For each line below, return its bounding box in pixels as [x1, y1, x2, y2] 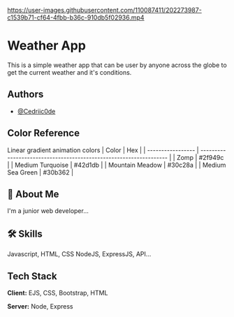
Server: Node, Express [7, 302, 73, 310]
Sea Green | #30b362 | [7, 168, 74, 177]
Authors [7, 89, 44, 101]
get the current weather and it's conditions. [7, 68, 132, 76]
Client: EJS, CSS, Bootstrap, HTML [7, 289, 108, 297]
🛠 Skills [7, 228, 43, 239]
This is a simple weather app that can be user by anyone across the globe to [7, 61, 227, 69]
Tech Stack [7, 270, 57, 282]
